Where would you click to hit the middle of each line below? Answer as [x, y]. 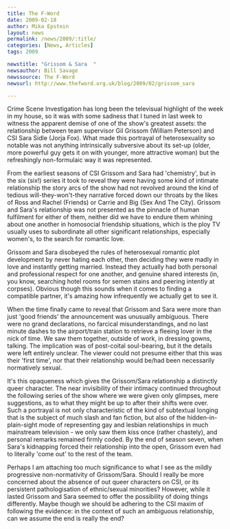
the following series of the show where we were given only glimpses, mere [113, 396]
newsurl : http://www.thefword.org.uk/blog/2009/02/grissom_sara [101, 83]
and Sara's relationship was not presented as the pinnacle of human [103, 210]
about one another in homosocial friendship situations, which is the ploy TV [114, 225]
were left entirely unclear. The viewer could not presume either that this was [115, 353]
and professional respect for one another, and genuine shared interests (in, [113, 274]
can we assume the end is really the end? [66, 519]
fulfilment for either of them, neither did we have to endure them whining [110, 217]
